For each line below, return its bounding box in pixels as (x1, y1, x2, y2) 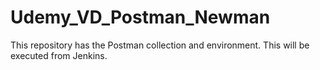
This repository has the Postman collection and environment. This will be (10, 39, 310, 51)
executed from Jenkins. (10, 49, 108, 61)
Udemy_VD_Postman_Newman (10, 6, 271, 29)
